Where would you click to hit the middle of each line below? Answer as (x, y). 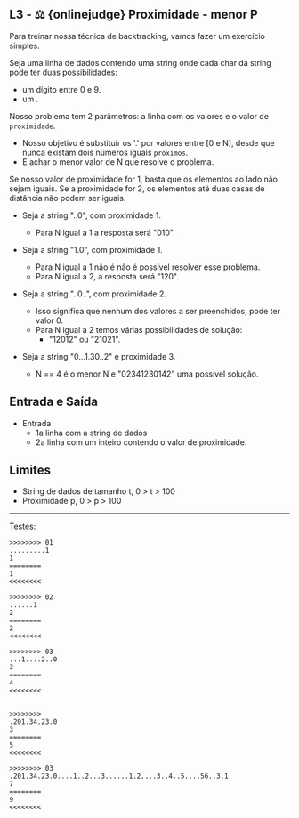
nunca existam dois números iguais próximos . (105, 152)
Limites (30, 470)
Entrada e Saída (53, 402)
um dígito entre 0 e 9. (61, 89)
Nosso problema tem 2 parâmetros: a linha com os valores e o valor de (139, 116)
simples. (24, 45)
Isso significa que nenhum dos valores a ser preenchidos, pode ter (158, 311)
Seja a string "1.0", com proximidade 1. (92, 249)
